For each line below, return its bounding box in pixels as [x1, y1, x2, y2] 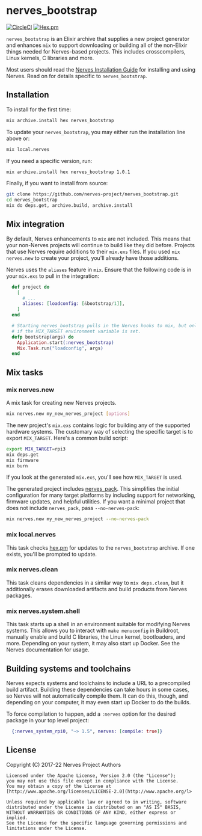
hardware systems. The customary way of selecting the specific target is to [6, 428, 194, 435]
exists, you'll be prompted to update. [6, 550, 97, 558]
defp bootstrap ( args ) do [11, 334, 74, 340]
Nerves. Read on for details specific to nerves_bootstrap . [6, 72, 147, 79]
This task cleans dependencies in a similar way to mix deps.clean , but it [6, 579, 184, 586]
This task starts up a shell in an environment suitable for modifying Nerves [6, 621, 191, 628]
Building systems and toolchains [6, 663, 131, 674]
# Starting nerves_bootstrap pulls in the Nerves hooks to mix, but [11, 323, 187, 329]
